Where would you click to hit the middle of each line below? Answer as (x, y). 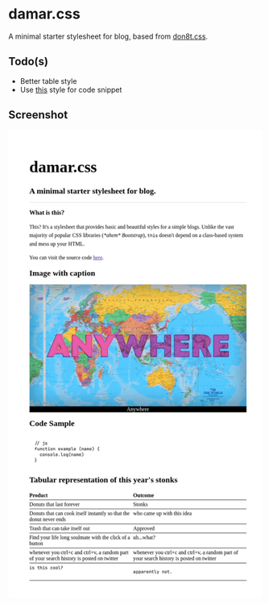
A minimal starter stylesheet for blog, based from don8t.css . (108, 36)
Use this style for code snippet (71, 89)
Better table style (48, 81)
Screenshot (38, 115)
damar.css (44, 14)
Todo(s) (28, 62)
